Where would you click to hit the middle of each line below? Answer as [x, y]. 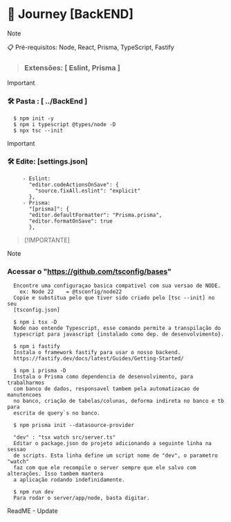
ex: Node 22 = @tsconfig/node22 [71, 292]
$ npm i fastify [37, 347]
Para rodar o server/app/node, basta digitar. [82, 498]
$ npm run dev [34, 492]
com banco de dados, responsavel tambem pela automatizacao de [106, 389]
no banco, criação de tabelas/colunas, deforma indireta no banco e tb [119, 401]
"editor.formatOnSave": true [71, 221]
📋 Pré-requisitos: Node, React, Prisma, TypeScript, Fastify [91, 47]
